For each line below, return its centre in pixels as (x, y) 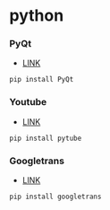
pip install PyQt (42, 80)
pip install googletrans (55, 197)
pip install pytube (46, 138)
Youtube (28, 102)
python (37, 16)
